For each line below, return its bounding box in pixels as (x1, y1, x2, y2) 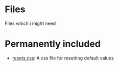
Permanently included (5, 38, 101, 50)
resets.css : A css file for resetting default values (12, 55, 114, 61)
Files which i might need (5, 20, 56, 26)
